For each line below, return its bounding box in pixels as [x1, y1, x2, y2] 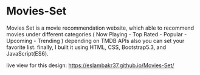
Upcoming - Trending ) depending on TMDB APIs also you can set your [6, 37, 185, 44]
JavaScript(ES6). [6, 50, 49, 57]
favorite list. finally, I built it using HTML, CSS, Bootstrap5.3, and [6, 44, 167, 51]
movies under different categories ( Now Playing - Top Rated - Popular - [6, 30, 187, 37]
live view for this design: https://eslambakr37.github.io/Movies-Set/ [6, 62, 174, 69]
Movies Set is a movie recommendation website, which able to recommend [6, 24, 195, 31]
